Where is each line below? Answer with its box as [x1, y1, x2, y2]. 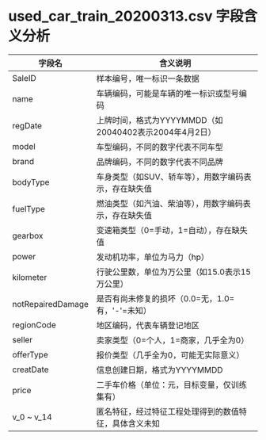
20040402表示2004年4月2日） [96, 126, 216, 137]
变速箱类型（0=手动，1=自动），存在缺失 [96, 224, 248, 235]
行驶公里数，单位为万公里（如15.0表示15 [96, 266, 252, 277]
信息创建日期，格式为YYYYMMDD [96, 364, 223, 375]
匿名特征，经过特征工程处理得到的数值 [96, 406, 240, 417]
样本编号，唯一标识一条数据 [96, 73, 200, 84]
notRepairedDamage [12, 298, 89, 309]
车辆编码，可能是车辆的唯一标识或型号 [96, 88, 240, 99]
